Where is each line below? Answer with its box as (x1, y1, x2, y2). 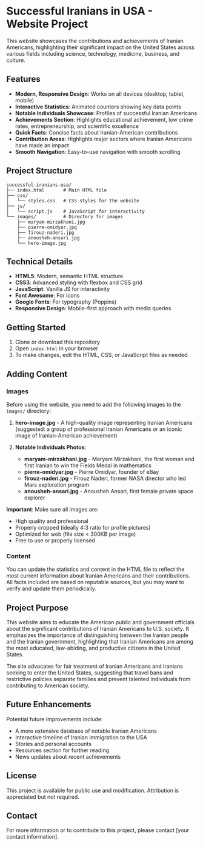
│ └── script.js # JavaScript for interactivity (6, 208, 145, 215)
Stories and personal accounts (15, 740, 92, 747)
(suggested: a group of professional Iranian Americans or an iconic (15, 425, 182, 433)
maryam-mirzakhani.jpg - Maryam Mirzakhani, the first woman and (24, 455, 195, 462)
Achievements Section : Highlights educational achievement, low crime (15, 116, 193, 123)
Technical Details (6, 256, 73, 267)
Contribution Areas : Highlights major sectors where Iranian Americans (15, 135, 192, 142)
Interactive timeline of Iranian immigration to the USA (15, 733, 147, 741)
